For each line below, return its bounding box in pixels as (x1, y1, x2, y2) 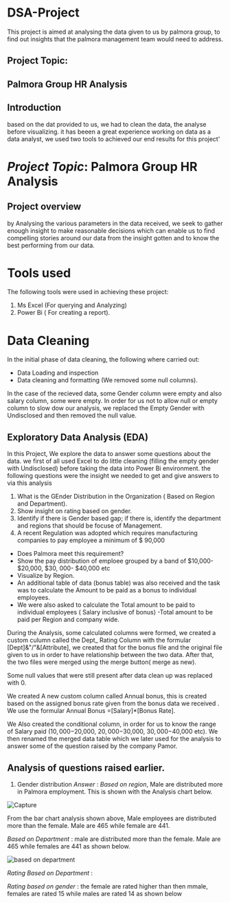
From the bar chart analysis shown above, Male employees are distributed (7, 814, 217, 822)
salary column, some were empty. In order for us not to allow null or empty (7, 397, 218, 405)
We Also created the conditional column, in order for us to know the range (7, 720, 216, 728)
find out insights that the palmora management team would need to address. (7, 34, 224, 43)
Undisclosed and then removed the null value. (7, 411, 137, 419)
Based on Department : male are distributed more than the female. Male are (7, 835, 221, 843)
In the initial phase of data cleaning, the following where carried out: (7, 355, 200, 364)
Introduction (7, 102, 62, 114)
